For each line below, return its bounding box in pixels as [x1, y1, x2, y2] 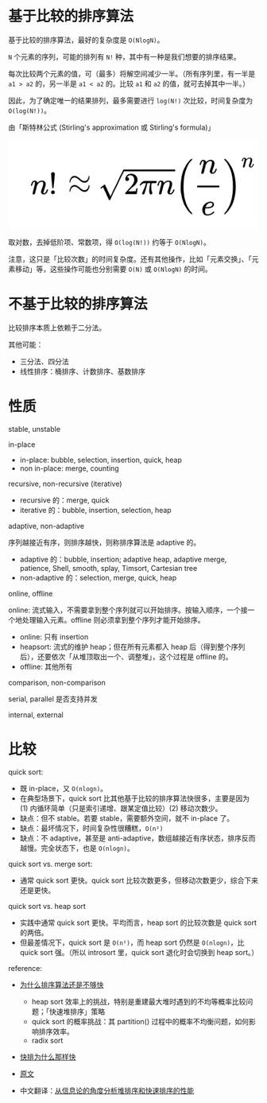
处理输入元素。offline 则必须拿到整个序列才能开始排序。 [21, 616, 205, 625]
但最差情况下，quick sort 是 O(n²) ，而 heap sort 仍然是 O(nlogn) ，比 [19, 938, 245, 947]
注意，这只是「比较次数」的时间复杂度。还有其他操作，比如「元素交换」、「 [8, 254, 252, 264]
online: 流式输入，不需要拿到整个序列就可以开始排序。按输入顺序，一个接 [8, 605, 248, 615]
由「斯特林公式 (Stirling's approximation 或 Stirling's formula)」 [8, 122, 215, 132]
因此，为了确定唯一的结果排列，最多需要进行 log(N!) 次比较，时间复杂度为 [8, 95, 253, 105]
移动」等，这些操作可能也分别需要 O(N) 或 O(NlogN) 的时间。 [14, 264, 212, 274]
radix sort [31, 1035, 64, 1045]
